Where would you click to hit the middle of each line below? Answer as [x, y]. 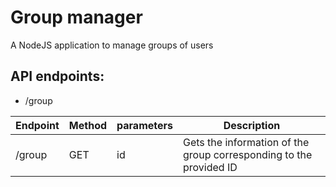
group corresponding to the [248, 154]
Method [88, 125]
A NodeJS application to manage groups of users [112, 45]
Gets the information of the [246, 142]
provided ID [210, 167]
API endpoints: [57, 76]
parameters [144, 125]
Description [252, 125]
